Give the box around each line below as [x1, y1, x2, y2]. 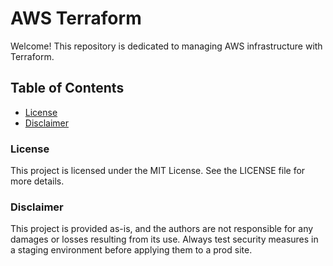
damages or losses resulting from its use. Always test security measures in [10, 233, 319, 246]
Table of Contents [10, 80, 125, 97]
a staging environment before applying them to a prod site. [10, 244, 253, 256]
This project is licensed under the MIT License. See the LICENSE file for [10, 165, 306, 177]
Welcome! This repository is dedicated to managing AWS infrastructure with [10, 40, 323, 52]
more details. [10, 175, 65, 187]
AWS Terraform [10, 7, 142, 30]
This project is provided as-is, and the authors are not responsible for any [10, 223, 314, 235]
